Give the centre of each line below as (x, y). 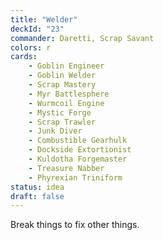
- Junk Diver (55, 131)
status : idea (37, 187)
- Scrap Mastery (62, 85)
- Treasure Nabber (66, 168)
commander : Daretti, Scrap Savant (82, 38)
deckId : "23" (37, 29)
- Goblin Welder (62, 76)
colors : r (31, 47)
